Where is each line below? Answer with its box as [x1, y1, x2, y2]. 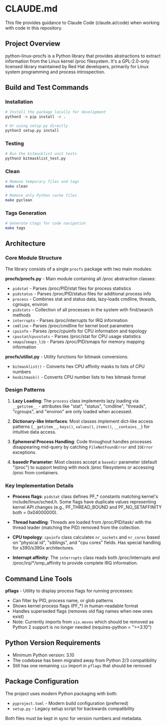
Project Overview [5, 40, 60, 48]
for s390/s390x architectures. [12, 545, 74, 551]
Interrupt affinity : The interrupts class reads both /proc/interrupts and [12, 555, 160, 561]
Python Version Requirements [5, 639, 101, 647]
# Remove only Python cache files [5, 193, 77, 198]
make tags [5, 225, 26, 231]
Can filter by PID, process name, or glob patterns [12, 597, 113, 603]
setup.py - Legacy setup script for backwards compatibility [12, 705, 135, 711]
